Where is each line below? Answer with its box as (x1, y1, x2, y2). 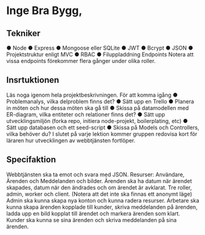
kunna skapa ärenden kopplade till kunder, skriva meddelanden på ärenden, (6, 203, 198, 211)
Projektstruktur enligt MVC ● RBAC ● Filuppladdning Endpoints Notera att (6, 51, 194, 58)
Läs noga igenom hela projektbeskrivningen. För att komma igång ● (6, 91, 178, 99)
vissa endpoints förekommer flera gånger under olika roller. (6, 58, 156, 64)
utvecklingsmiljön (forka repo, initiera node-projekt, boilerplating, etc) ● (6, 117, 188, 124)
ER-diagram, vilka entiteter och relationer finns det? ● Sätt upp (6, 111, 165, 118)
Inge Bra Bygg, (6, 4, 83, 18)
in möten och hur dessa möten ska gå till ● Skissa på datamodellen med (6, 104, 189, 111)
